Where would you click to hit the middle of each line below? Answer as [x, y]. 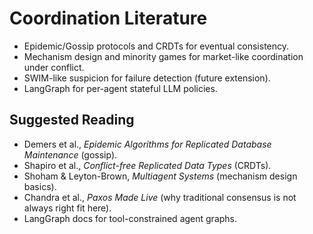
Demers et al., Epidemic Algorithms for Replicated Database [147, 144]
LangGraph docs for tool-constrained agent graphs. [130, 218]
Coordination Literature [108, 18]
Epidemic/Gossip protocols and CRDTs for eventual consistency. [156, 46]
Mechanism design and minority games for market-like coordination [163, 56]
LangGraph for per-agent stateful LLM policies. [120, 88]
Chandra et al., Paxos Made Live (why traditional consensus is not [160, 197]
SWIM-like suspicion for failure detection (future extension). [147, 78]
